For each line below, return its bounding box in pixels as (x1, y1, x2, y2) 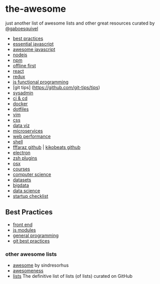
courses (12, 166, 30, 172)
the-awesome (5, 3, 66, 15)
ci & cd (12, 95, 28, 101)
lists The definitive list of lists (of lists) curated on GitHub (12, 273, 133, 279)
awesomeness (12, 268, 44, 274)
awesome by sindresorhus (12, 262, 69, 269)
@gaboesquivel (5, 25, 38, 31)
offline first (12, 62, 36, 69)
